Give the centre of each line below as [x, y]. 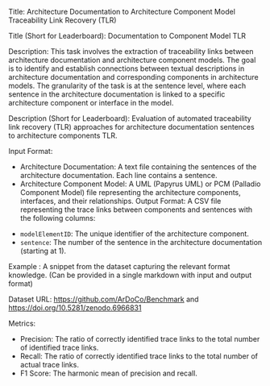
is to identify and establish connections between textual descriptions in [127, 68]
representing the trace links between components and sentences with [136, 210]
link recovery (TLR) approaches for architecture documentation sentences [132, 127]
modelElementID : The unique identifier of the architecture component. [135, 234]
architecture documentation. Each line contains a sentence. [118, 175]
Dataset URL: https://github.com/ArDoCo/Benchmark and [104, 299]
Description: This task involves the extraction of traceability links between [131, 51]
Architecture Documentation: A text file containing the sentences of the [138, 167]
